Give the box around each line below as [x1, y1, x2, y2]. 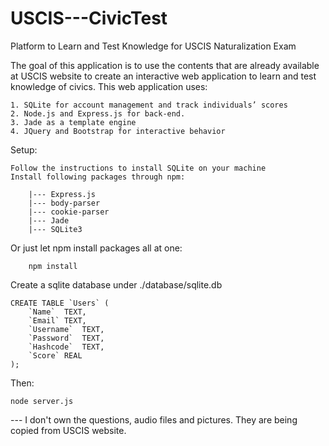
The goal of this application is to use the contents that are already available [10, 59, 320, 71]
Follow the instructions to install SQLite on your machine [10, 163, 267, 173]
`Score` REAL [28, 350, 83, 361]
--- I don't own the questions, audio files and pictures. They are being [10, 413, 298, 426]
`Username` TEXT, [28, 324, 105, 334]
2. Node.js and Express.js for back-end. [10, 108, 186, 119]
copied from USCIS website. [10, 424, 127, 436]
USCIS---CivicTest [10, 7, 168, 30]
